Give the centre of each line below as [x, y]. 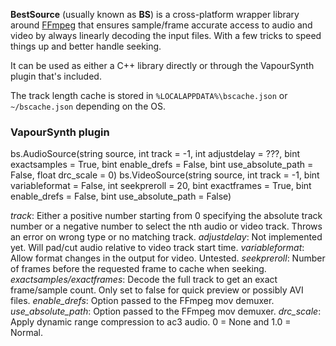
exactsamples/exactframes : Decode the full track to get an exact [144, 280]
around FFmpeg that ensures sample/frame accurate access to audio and [161, 25]
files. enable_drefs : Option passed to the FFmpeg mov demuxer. [142, 301]
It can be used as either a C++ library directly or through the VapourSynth [162, 65]
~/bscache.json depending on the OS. [88, 106]
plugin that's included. [56, 76]
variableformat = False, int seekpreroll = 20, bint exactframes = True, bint [161, 186]
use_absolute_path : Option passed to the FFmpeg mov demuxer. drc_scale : [166, 311]
